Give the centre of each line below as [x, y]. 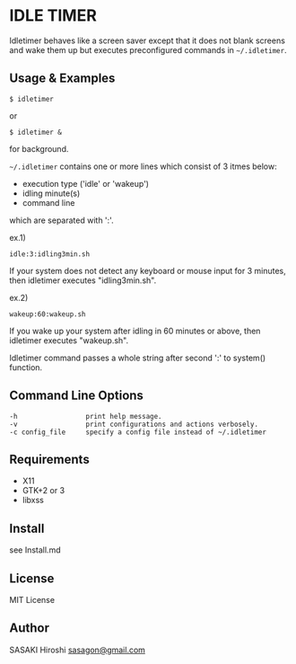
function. [26, 367]
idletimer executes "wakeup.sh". [69, 340]
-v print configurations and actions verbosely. [134, 424]
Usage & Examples [62, 79]
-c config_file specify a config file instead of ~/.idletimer [138, 432]
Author [29, 629]
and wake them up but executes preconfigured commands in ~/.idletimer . [148, 49]
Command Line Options [76, 396]
